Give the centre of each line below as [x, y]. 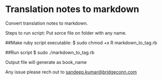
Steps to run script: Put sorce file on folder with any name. [66, 33]
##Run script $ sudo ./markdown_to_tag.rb [50, 52]
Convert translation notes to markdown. [47, 23]
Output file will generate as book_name [46, 62]
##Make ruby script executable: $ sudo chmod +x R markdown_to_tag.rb [81, 43]
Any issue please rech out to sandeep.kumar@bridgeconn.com [71, 72]
